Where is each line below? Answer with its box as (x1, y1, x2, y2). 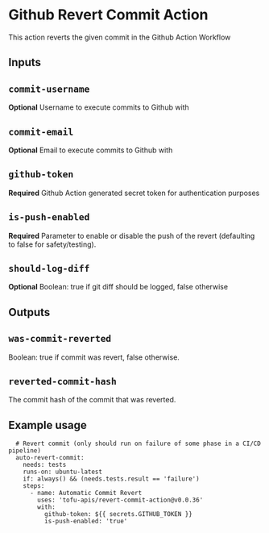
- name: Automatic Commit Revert (29, 489, 143, 498)
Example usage (8, 418, 87, 432)
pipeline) (8, 447, 42, 455)
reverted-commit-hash (8, 375, 117, 387)
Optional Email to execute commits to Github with (8, 145, 173, 155)
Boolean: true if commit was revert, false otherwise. (8, 352, 180, 362)
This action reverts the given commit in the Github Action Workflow (8, 32, 231, 42)
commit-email (8, 126, 74, 138)
